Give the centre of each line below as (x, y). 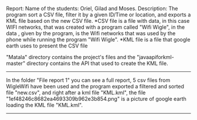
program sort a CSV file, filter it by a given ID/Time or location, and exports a (98, 15)
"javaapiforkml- (155, 57)
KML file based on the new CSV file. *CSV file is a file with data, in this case (98, 21)
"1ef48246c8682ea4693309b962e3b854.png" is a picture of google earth (96, 99)
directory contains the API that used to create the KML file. (97, 63)
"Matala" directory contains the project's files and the (71, 57)
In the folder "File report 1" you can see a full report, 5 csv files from (88, 80)
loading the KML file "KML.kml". (45, 105)
